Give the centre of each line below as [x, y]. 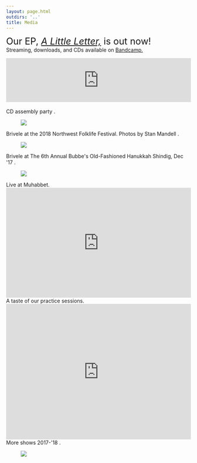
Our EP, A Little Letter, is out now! [79, 42]
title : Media [22, 22]
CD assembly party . [31, 111]
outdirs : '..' [23, 17]
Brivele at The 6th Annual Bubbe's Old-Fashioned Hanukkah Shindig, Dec [95, 156]
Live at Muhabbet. [28, 185]
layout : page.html [28, 11]
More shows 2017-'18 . [33, 442]
